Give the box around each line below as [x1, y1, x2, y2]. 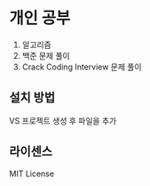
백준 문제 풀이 [21, 50, 70, 61]
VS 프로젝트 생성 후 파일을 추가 [9, 115, 117, 125]
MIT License [9, 168, 55, 179]
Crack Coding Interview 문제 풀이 [21, 61, 142, 72]
